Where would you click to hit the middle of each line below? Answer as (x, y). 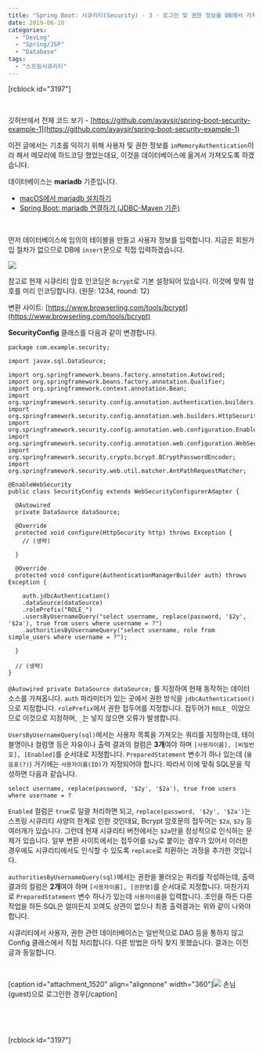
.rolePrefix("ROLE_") (57, 610)
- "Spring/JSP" (40, 45)
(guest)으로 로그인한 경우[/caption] (63, 994)
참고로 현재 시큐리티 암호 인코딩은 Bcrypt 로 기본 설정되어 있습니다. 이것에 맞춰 (127, 281)
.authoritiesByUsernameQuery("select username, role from (119, 630)
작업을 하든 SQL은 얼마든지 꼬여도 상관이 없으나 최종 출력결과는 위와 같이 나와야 (130, 906)
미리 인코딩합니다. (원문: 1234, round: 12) (86, 290)
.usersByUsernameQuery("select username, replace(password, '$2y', (134, 617)
